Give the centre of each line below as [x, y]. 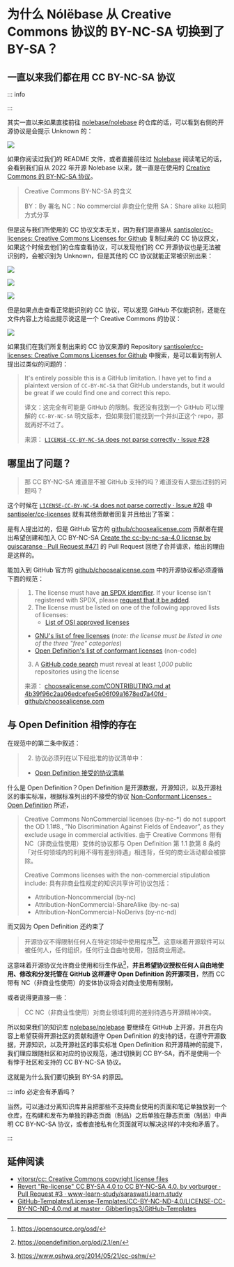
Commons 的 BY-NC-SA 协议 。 [52, 176]
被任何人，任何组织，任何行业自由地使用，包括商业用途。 [107, 950]
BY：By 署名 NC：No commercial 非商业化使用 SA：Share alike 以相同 [125, 206]
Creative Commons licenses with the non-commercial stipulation [117, 875]
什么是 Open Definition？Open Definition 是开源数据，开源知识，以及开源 [112, 787]
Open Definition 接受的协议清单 [79, 773]
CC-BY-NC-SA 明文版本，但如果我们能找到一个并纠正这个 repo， [128, 416]
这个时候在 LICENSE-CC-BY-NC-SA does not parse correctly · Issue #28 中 [110, 505]
